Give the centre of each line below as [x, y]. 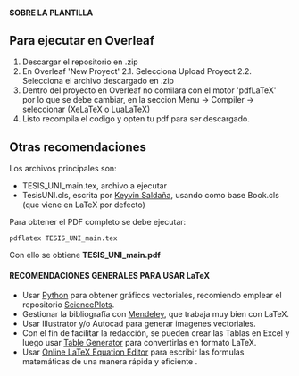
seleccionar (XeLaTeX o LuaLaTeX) [86, 109]
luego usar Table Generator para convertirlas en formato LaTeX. [139, 343]
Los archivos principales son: [63, 169]
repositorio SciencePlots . [68, 305]
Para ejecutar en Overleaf [82, 40]
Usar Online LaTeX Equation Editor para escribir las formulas [133, 352]
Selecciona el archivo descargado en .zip [98, 81]
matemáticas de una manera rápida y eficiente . [110, 362]
